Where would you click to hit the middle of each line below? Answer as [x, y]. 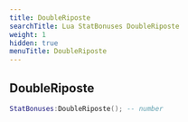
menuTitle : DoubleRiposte [58, 52]
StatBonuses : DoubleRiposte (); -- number [87, 108]
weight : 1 [28, 34]
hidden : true [34, 43]
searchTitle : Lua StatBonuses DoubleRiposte [94, 26]
